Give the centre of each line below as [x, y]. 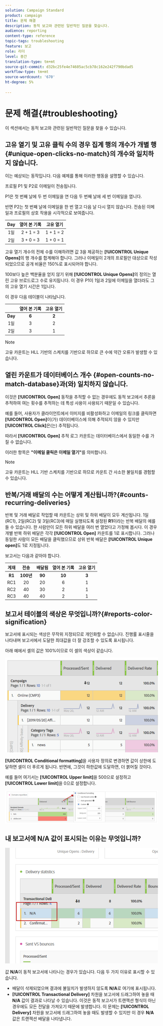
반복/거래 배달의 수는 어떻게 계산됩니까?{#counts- [77, 495]
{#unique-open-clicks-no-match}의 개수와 [70, 154]
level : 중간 [16, 56]
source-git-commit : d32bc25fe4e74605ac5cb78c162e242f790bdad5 [69, 67]
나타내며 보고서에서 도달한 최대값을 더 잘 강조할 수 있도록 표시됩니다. [70, 641]
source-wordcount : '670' [30, 77]
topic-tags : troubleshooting [34, 41]
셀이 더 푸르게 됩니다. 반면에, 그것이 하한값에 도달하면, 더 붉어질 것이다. [85, 767]
